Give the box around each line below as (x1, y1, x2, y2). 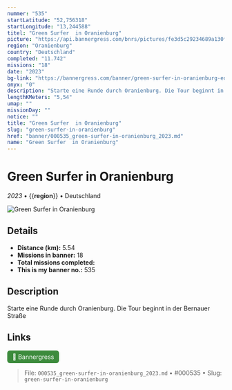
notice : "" (7, 113, 39, 120)
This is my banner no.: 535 (17, 265, 95, 274)
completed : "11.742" (7, 55, 67, 62)
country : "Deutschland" (7, 49, 76, 56)
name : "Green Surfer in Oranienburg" (7, 139, 119, 146)
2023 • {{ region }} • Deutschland (7, 192, 101, 200)
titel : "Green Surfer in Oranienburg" (7, 29, 122, 37)
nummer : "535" (7, 10, 48, 17)
